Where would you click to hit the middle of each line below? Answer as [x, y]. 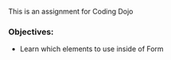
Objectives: [31, 32]
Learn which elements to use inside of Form [92, 49]
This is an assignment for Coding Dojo [71, 11]
